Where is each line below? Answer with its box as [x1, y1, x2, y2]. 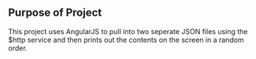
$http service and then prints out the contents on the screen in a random [8, 35, 244, 44]
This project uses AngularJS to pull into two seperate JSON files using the [8, 26, 248, 36]
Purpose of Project [8, 6, 102, 19]
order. [8, 43, 28, 53]
